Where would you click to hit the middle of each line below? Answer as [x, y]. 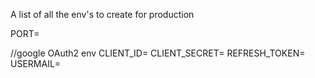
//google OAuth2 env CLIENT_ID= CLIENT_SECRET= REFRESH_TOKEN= [158, 53]
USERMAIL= [36, 63]
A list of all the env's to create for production [102, 14]
